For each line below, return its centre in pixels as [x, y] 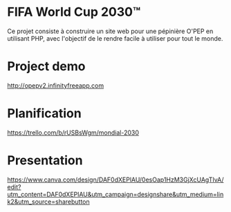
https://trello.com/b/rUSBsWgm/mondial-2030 [73, 133]
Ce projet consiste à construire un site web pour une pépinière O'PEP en [110, 31]
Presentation [45, 160]
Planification [44, 114]
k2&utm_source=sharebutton [48, 202]
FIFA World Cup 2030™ [74, 12]
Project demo [46, 67]
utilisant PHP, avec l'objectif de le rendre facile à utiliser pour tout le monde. [115, 38]
